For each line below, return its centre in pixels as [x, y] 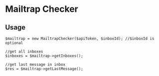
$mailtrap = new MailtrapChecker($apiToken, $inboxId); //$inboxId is [80, 38]
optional [14, 43]
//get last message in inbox [35, 65]
